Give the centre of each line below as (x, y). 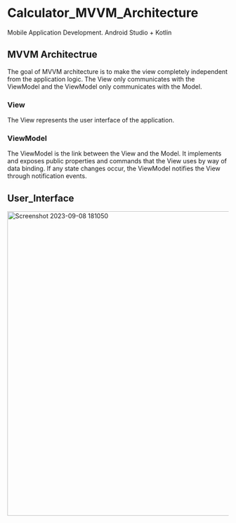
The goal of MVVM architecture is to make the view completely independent (118, 71)
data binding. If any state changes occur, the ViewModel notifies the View (114, 169)
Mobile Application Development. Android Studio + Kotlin (90, 32)
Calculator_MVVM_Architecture (103, 13)
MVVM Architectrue (52, 55)
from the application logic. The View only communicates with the (101, 79)
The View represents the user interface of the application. (91, 120)
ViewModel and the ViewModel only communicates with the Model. (105, 87)
